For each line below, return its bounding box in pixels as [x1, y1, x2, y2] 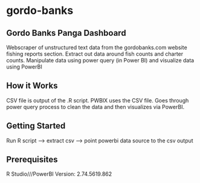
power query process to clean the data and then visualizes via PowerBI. [6, 103, 185, 110]
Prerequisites [6, 155, 58, 165]
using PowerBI [6, 63, 42, 70]
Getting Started [6, 121, 66, 131]
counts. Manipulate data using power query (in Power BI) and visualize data [6, 57, 195, 64]
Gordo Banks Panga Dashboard [6, 28, 126, 38]
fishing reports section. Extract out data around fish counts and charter [6, 50, 184, 58]
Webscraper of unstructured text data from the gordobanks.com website [6, 44, 187, 51]
